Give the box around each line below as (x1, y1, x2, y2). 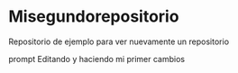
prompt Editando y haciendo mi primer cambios (8, 53, 186, 64)
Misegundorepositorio (8, 6, 179, 27)
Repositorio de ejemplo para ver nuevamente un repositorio (8, 36, 230, 47)
